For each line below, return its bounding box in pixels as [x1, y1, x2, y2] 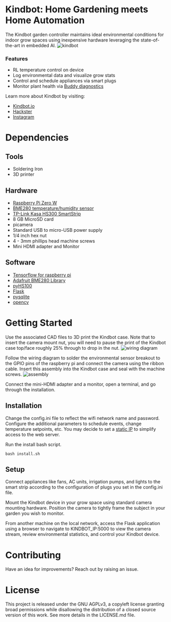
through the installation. [5, 386, 55, 393]
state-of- [140, 37, 160, 43]
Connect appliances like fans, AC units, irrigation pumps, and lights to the [5, 478, 161, 485]
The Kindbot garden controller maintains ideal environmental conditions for [5, 31, 164, 37]
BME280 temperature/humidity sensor [12, 205, 94, 211]
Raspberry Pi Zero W [12, 200, 58, 206]
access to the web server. [5, 431, 60, 437]
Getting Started [5, 317, 73, 329]
